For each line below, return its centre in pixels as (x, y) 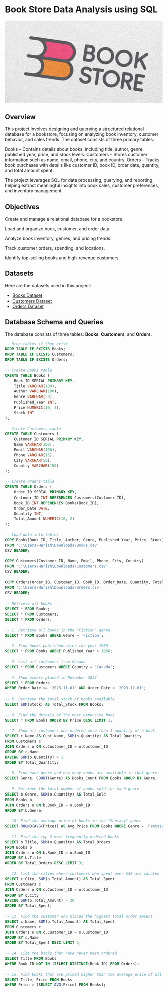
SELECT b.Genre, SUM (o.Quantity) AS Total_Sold (56, 794)
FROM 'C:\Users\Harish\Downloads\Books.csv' (52, 545)
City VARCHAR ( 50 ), (33, 460)
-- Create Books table (29, 370)
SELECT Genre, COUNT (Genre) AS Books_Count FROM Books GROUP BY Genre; (81, 778)
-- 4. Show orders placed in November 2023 (51, 678)
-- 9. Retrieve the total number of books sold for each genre (72, 789)
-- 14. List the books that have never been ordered (61, 953)
